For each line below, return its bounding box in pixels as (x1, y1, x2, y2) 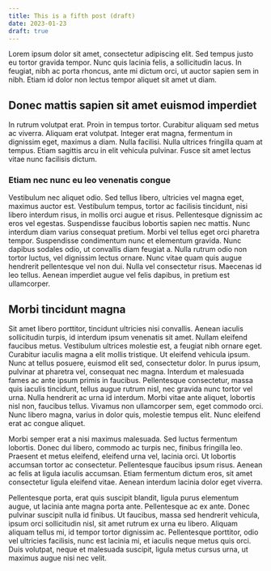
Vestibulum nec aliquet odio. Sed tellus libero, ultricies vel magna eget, (8, 193, 244, 202)
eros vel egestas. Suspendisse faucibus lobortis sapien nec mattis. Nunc (8, 219, 251, 228)
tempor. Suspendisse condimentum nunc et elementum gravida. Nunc (8, 236, 242, 245)
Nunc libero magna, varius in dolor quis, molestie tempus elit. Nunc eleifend (8, 410, 261, 420)
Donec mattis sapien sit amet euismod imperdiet (8, 98, 257, 112)
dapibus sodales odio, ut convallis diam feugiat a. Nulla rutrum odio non (8, 245, 248, 254)
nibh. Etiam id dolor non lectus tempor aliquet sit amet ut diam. (8, 75, 217, 85)
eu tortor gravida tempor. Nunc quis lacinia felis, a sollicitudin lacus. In (8, 58, 242, 67)
